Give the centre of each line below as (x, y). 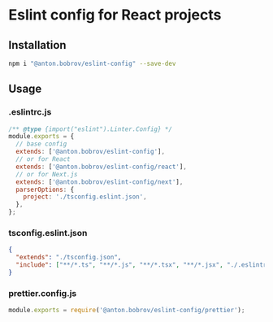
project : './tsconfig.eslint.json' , (85, 197)
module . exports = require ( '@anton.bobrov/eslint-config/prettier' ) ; (127, 311)
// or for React (43, 159)
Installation (37, 45)
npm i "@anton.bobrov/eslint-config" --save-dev (92, 63)
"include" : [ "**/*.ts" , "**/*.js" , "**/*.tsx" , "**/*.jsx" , (119, 265)
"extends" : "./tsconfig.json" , (69, 258)
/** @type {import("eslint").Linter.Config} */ (91, 129)
